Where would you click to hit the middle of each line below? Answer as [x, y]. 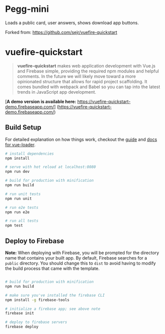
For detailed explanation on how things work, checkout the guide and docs [81, 139]
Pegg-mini [27, 9]
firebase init [20, 313]
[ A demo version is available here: [41, 101]
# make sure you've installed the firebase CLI [55, 295]
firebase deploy [22, 327]
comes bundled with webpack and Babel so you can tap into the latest [89, 87]
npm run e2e [17, 212]
